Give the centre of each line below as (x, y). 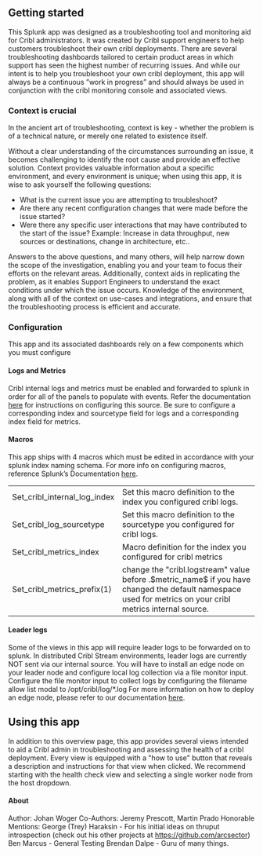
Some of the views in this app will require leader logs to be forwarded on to (129, 648)
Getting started (46, 13)
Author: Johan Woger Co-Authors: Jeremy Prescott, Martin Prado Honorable (131, 818)
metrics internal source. (166, 609)
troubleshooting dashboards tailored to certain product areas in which (121, 57)
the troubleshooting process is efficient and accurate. (95, 307)
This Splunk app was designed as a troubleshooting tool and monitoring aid (130, 31)
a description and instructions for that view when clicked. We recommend (127, 766)
